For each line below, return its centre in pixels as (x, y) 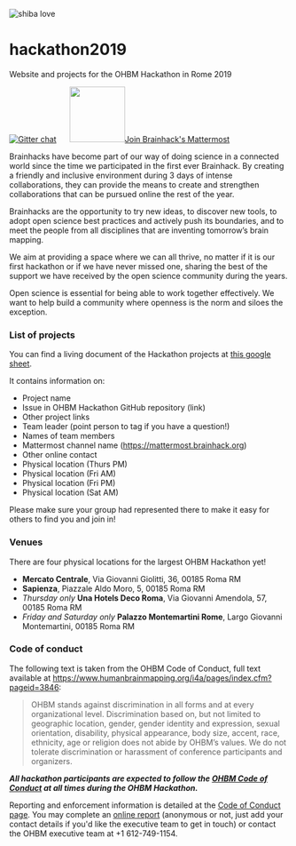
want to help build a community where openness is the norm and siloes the (146, 302)
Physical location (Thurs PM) (75, 464)
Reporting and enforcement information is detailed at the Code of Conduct (145, 805)
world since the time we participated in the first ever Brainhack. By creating (147, 165)
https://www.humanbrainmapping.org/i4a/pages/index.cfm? (162, 678)
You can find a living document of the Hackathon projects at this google (140, 355)
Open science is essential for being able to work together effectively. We (142, 292)
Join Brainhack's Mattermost (177, 139)
